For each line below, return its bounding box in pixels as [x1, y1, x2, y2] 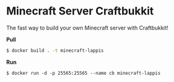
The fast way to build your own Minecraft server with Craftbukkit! [6, 24, 169, 31]
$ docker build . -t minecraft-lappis [6, 47, 104, 54]
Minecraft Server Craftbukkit [6, 4, 154, 18]
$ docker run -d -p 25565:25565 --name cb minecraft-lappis [6, 70, 161, 76]
